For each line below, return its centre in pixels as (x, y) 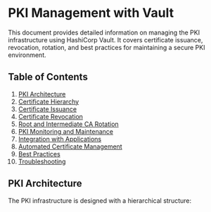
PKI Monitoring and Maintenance (65, 131)
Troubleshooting (42, 161)
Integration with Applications (59, 139)
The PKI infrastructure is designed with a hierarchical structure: (100, 200)
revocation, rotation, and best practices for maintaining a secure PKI (107, 47)
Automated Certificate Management (70, 146)
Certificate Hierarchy (49, 101)
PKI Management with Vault (91, 13)
